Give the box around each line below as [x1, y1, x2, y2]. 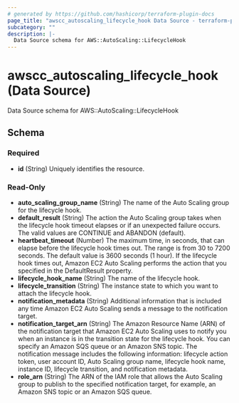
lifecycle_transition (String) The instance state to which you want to [17, 282, 218, 291]
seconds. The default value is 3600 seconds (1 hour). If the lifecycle [17, 251, 217, 260]
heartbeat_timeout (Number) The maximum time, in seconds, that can [17, 236, 225, 245]
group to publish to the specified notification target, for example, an [17, 380, 216, 389]
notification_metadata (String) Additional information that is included [17, 297, 222, 305]
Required [7, 148, 40, 158]
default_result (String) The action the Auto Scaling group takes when [17, 214, 222, 222]
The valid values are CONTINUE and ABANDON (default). [17, 229, 186, 237]
